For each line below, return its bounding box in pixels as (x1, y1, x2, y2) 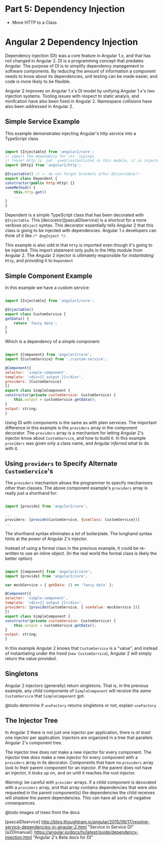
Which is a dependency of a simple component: (5, 339, 100, 344)
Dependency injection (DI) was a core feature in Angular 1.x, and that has (5, 53, 151, 58)
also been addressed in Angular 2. (5, 103, 74, 109)
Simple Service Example (5, 118, 80, 126)
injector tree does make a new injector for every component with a (5, 754, 138, 760)
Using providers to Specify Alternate (5, 459, 118, 467)
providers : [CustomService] (5, 379, 62, 384)
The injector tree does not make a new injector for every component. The (5, 749, 152, 755)
